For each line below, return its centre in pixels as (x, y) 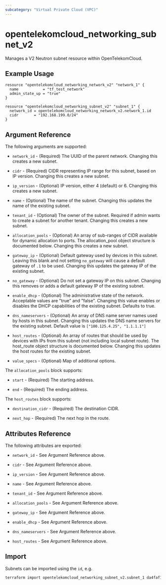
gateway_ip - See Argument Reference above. (59, 512)
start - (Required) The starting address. (53, 380)
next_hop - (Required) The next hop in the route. (61, 418)
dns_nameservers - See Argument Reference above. (64, 531)
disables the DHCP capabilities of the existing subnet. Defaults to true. (84, 306)
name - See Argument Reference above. (52, 484)
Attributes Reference (38, 434)
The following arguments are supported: (46, 146)
